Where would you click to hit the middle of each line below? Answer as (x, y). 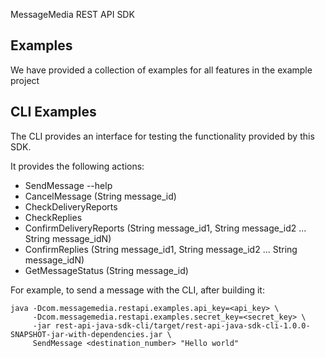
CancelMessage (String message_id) (100, 196)
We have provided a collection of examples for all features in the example (161, 70)
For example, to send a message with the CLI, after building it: (137, 290)
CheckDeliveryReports (71, 206)
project (25, 80)
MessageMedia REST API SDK (72, 14)
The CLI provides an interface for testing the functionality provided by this (162, 136)
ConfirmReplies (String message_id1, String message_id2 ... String (161, 249)
